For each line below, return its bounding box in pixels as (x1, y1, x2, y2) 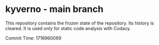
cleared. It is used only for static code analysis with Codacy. (5, 25, 131, 31)
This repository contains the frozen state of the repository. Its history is (5, 20, 154, 26)
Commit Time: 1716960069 (5, 35, 62, 41)
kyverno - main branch (5, 3, 104, 15)
